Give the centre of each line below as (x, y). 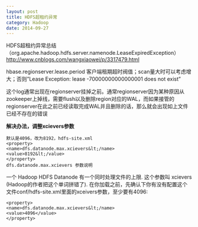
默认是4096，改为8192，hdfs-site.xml (49, 139)
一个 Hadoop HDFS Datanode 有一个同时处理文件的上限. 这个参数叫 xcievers (99, 177)
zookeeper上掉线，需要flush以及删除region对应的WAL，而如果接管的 (90, 99)
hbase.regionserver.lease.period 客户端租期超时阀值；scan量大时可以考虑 (96, 72)
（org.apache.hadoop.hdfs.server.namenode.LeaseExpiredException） (92, 53)
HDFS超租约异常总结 (31, 45)
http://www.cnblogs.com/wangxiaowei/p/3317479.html (73, 60)
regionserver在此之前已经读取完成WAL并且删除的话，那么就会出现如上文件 (97, 106)
